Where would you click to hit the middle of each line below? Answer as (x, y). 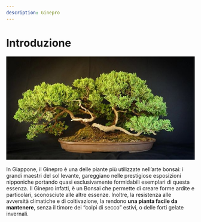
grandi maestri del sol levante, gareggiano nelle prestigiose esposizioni (94, 175)
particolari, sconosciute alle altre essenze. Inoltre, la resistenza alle (89, 194)
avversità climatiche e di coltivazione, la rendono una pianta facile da (92, 201)
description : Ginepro (33, 13)
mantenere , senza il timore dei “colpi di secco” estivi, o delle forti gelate (95, 207)
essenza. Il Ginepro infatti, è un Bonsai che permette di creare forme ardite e (100, 188)
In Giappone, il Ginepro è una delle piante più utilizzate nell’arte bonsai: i (95, 169)
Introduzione (39, 43)
